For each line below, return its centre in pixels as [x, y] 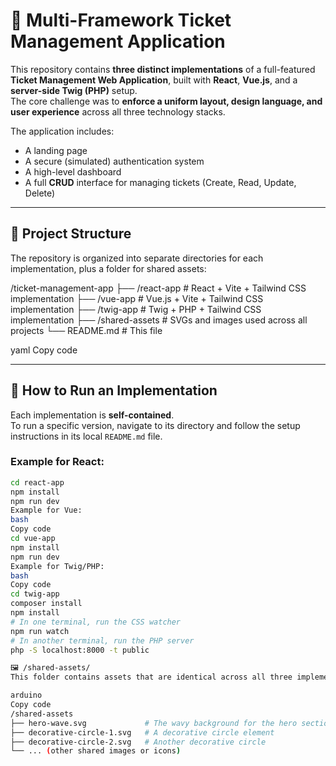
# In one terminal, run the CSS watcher [96, 622]
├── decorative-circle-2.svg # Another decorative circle [138, 742]
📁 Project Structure [71, 234]
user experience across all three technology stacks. [118, 111]
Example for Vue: [46, 510]
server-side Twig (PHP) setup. [74, 90]
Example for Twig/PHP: [57, 566]
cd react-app [37, 482]
